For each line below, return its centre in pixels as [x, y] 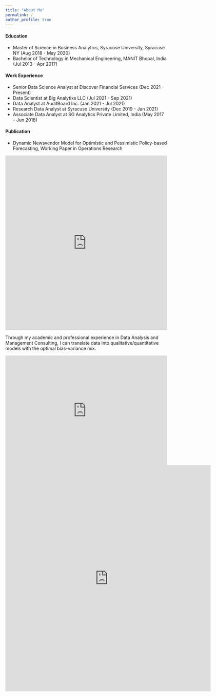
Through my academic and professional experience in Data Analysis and [82, 337]
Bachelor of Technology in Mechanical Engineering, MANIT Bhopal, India [90, 58]
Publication [18, 131]
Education [16, 36]
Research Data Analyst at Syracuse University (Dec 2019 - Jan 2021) [85, 109]
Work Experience [24, 76]
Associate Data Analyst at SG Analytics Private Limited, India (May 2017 [88, 114]
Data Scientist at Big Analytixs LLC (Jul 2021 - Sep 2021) [72, 98]
